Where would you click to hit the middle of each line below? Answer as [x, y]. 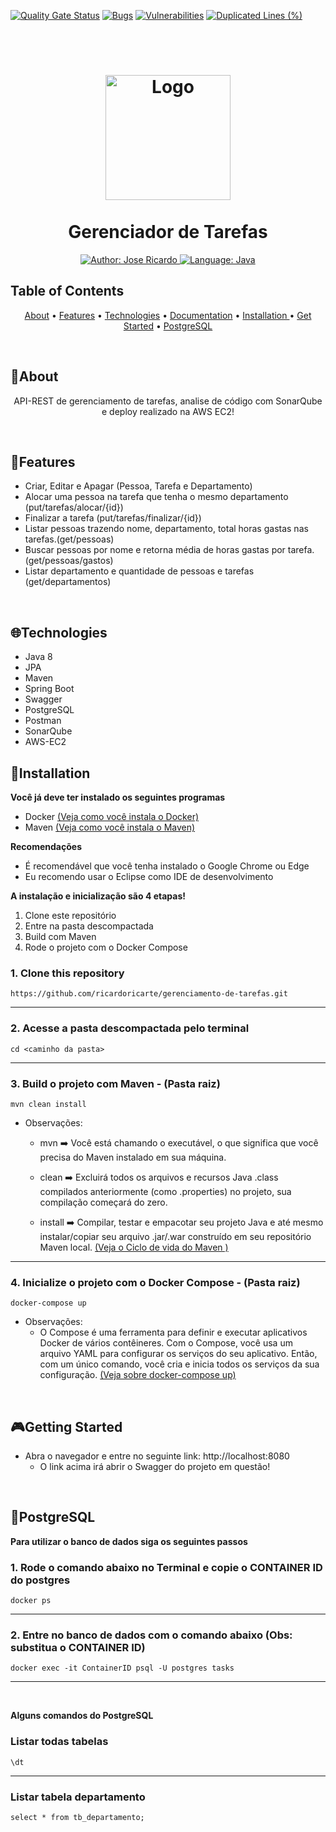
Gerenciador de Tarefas [168, 232]
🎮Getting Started [66, 1426]
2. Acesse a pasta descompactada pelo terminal [130, 1028]
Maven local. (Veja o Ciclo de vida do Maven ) [134, 1247]
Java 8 [38, 657]
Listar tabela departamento [78, 1797]
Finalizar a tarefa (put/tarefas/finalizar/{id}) [113, 518]
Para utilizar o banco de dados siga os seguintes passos [129, 1541]
